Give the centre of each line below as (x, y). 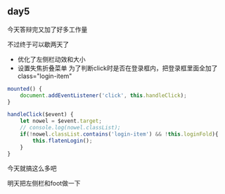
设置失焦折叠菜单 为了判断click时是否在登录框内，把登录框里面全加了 (117, 68)
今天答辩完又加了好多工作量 (47, 29)
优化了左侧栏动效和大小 (51, 59)
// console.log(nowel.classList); (70, 128)
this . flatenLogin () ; (63, 141)
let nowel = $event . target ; (61, 121)
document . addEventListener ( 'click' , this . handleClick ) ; (104, 95)
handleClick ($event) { (40, 115)
